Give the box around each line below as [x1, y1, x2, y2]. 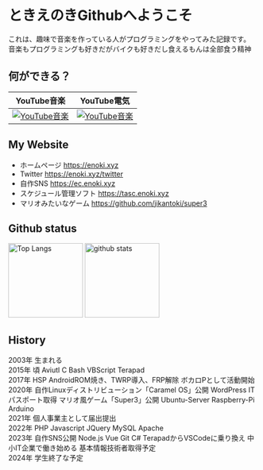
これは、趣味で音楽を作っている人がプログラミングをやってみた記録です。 [8, 34, 251, 44]
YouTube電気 [79, 95, 130, 106]
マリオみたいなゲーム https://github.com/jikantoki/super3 [19, 198, 208, 208]
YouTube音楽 [15, 95, 66, 106]
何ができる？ [8, 70, 72, 83]
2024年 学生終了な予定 [8, 453, 83, 463]
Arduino [8, 404, 34, 414]
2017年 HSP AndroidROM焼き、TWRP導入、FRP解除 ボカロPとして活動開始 [8, 376, 255, 385]
